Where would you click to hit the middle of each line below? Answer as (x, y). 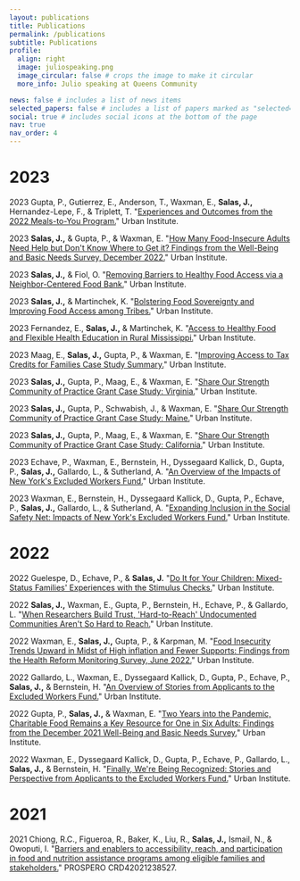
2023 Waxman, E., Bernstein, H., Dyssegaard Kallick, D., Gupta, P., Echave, (147, 498)
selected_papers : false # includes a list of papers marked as (129, 108)
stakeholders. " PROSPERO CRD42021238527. (93, 868)
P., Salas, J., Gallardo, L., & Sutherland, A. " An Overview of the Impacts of (145, 471)
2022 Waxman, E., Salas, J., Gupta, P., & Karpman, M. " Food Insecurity (140, 641)
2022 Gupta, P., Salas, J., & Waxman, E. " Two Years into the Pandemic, (140, 713)
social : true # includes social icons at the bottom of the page (133, 117)
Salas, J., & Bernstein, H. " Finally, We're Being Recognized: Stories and (140, 769)
